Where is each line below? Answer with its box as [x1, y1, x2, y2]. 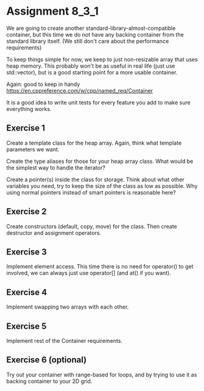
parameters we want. [6, 145, 60, 153]
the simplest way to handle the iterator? [6, 163, 105, 171]
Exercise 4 [6, 287, 47, 297]
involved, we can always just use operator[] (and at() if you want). [6, 270, 172, 277]
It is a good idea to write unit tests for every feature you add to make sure [6, 99, 191, 106]
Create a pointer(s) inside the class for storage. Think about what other [6, 176, 185, 183]
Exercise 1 [6, 123, 46, 134]
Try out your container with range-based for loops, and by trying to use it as [6, 371, 197, 378]
